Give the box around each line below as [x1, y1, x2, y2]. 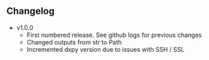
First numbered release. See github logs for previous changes [26, 31, 202, 39]
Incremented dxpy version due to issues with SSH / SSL [26, 45, 185, 53]
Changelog [6, 5, 55, 17]
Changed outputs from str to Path [26, 37, 122, 46]
